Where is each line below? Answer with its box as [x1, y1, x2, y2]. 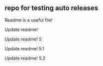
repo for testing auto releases [4, 4, 99, 12]
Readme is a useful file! [4, 17, 53, 23]
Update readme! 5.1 [4, 45, 44, 51]
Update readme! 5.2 [4, 55, 46, 61]
